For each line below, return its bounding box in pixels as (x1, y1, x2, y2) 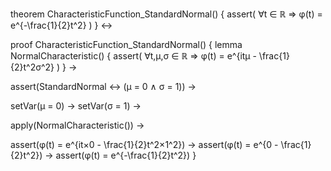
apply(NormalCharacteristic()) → (10, 119, 145, 131)
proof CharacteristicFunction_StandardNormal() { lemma (10, 39, 243, 50)
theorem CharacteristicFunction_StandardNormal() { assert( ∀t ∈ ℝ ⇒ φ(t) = (10, 8, 323, 20)
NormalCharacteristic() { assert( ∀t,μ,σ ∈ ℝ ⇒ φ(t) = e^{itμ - (10, 50, 257, 62)
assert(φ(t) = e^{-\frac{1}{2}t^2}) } (55, 149, 197, 161)
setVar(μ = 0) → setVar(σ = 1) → (10, 100, 142, 112)
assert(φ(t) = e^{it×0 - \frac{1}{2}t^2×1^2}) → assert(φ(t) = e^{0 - (10, 139, 279, 150)
